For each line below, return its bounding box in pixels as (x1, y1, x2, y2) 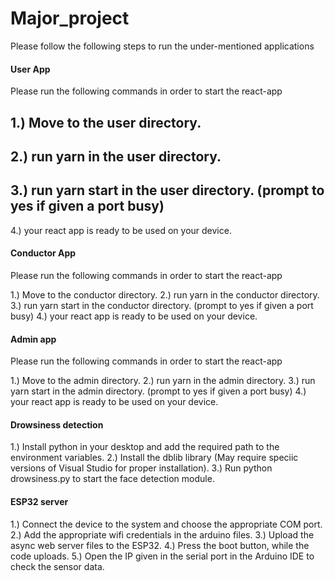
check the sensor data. (10, 560, 105, 572)
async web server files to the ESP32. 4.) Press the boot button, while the (10, 539, 310, 551)
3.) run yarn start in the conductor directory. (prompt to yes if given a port (10, 299, 314, 311)
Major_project (10, 7, 130, 30)
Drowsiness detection (10, 418, 104, 431)
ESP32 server (10, 495, 69, 507)
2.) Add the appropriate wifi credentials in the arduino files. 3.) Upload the (10, 528, 315, 541)
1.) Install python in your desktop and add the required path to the (10, 441, 280, 453)
